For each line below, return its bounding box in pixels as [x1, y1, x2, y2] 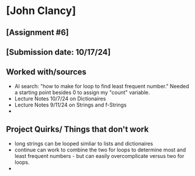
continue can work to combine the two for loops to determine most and [14, 146, 186, 153]
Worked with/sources [6, 67, 86, 77]
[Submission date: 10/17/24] [6, 47, 111, 57]
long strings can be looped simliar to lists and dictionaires [14, 140, 154, 147]
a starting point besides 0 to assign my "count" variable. [14, 89, 150, 96]
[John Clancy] [6, 4, 76, 18]
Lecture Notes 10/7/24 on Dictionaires [14, 95, 106, 102]
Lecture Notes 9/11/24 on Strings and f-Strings [14, 101, 127, 108]
